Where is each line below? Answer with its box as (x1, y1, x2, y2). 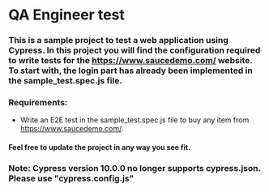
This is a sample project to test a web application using (8, 35, 229, 46)
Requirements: (8, 97, 68, 109)
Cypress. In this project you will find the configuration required (8, 45, 261, 56)
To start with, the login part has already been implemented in (8, 65, 253, 76)
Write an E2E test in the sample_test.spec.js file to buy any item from (19, 115, 250, 125)
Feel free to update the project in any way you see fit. (8, 143, 191, 151)
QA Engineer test (8, 6, 126, 24)
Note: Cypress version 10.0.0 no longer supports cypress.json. (8, 162, 261, 173)
